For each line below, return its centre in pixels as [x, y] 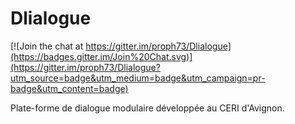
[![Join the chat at [47, 46]
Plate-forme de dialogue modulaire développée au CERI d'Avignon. [147, 108]
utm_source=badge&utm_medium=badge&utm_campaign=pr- [138, 78]
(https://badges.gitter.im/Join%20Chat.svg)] [101, 56]
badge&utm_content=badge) [69, 88]
